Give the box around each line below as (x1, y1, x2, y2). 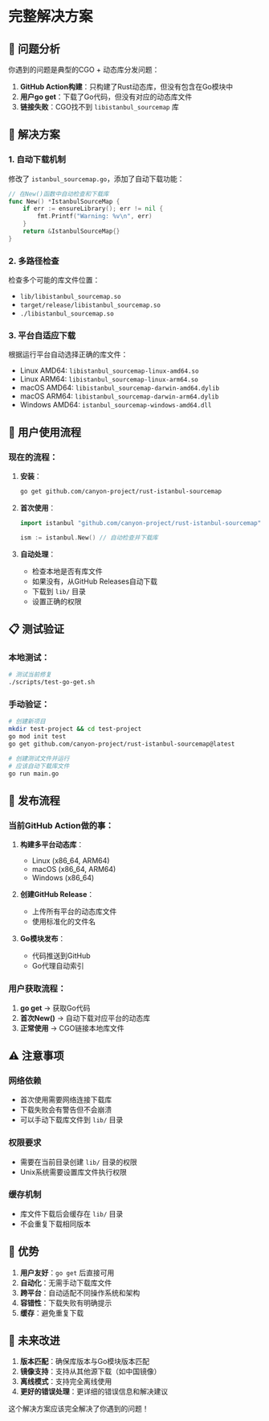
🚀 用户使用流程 (8, 425, 82, 439)
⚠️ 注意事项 (8, 1048, 64, 1063)
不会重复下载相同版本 (19, 1219, 91, 1229)
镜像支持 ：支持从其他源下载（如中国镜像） (19, 1366, 161, 1377)
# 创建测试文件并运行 (8, 754, 70, 762)
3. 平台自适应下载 (8, 330, 76, 341)
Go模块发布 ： (19, 934, 66, 944)
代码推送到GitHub (31, 951, 91, 960)
